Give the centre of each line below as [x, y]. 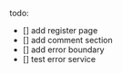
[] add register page [60, 30]
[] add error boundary [63, 50]
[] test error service [59, 59]
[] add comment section [67, 40]
